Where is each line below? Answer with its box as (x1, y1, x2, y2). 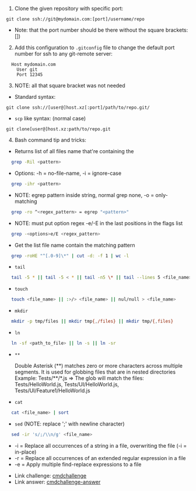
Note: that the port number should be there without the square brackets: (14, 26, 188, 33)
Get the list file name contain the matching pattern (14, 241, 135, 248)
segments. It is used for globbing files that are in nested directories (14, 368, 176, 375)
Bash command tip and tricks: (14, 137, 86, 143)
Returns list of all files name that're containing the (14, 148, 134, 154)
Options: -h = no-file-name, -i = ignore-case (14, 170, 121, 177)
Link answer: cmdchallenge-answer (14, 478, 101, 485)
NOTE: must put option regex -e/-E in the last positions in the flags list (14, 219, 183, 227)
